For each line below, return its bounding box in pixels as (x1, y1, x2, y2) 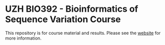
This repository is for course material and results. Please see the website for (5, 30, 161, 36)
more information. (5, 35, 42, 41)
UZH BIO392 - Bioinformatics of (5, 3, 139, 15)
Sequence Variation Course (5, 14, 121, 25)
